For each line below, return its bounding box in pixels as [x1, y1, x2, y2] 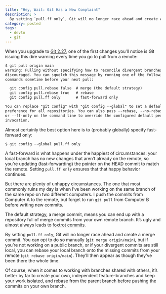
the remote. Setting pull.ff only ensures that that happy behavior [5, 166, 141, 172]
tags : [5, 26, 16, 31]
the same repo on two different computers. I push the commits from [5, 191, 143, 198]
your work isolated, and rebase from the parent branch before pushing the [5, 278, 157, 284]
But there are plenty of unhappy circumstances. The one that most [5, 181, 141, 187]
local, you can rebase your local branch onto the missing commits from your [5, 248, 161, 253]
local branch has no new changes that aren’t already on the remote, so [5, 156, 149, 162]
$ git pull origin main [5, 63, 54, 68]
